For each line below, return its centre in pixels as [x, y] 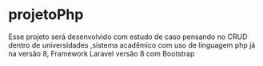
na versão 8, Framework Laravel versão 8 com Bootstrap [102, 53]
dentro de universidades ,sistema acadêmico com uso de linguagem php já [132, 45]
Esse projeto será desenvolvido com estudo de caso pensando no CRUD [128, 37]
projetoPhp [46, 15]
